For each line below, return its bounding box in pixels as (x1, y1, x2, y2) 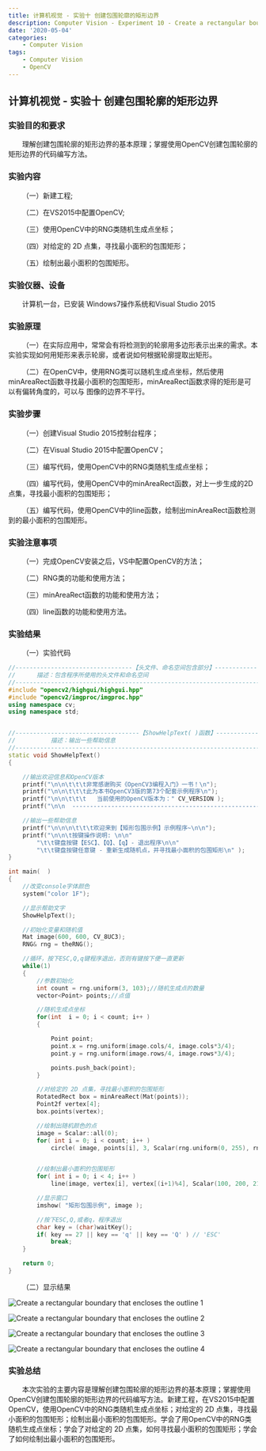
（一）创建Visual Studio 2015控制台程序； (22, 428, 159, 438)
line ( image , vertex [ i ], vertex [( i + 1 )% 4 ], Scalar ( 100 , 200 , (50, 1180, 250, 1188)
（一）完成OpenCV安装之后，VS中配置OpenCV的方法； (22, 556, 204, 566)
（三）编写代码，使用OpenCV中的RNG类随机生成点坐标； (22, 462, 211, 471)
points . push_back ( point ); (50, 1064, 136, 1072)
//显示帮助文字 (22, 904, 66, 912)
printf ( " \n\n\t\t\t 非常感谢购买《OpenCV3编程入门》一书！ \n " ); (22, 781, 218, 788)
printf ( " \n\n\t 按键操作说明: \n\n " (22, 831, 133, 839)
